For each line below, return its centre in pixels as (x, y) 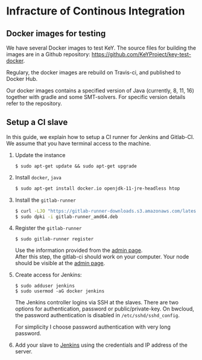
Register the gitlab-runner (48, 228)
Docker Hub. (22, 79)
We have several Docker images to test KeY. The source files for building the (101, 48)
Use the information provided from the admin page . (79, 250)
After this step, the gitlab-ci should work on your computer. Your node (102, 257)
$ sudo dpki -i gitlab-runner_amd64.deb (66, 217)
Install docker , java (38, 177)
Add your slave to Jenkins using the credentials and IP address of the (101, 345)
